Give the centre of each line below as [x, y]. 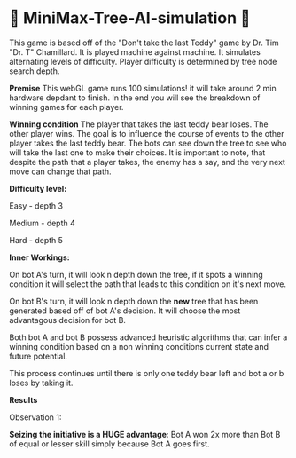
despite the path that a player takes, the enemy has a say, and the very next [148, 162]
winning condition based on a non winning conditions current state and [139, 346]
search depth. [35, 71]
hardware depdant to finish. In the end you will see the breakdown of [135, 98]
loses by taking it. [41, 383]
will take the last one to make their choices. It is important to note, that [137, 152]
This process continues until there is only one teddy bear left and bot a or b [147, 373]
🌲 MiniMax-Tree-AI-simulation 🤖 [130, 18]
